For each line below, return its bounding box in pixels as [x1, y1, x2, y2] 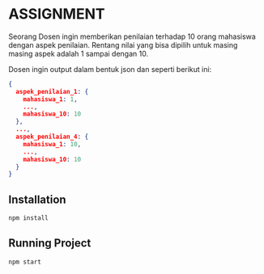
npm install [8, 214, 49, 222]
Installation [8, 192, 66, 206]
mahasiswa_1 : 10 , [23, 140, 82, 148]
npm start [8, 258, 42, 266]
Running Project [8, 236, 92, 251]
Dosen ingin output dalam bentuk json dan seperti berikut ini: [8, 64, 212, 74]
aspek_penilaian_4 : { [15, 133, 89, 141]
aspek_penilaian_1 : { [15, 87, 89, 95]
